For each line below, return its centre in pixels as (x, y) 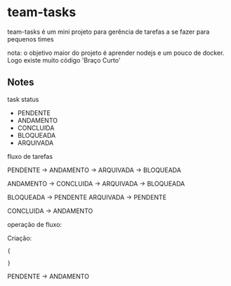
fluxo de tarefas (30, 156)
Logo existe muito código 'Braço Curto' (64, 60)
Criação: (20, 238)
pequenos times (31, 39)
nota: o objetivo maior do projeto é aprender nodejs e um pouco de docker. (116, 53)
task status (23, 99)
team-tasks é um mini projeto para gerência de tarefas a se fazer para (108, 32)
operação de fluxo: (34, 224)
